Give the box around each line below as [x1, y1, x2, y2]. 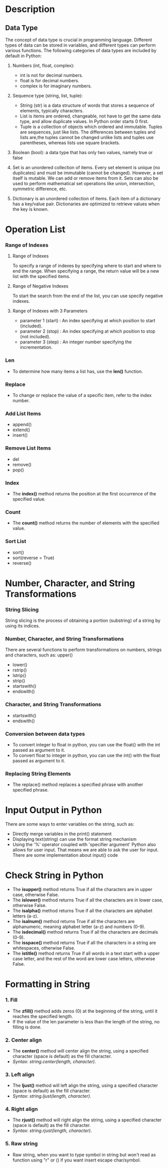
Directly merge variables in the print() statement [12, 831, 112, 837]
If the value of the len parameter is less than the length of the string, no [12, 1018, 160, 1024]
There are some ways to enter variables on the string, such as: [5, 821, 134, 827]
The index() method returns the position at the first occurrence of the [12, 490, 156, 496]
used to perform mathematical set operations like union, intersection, [12, 181, 155, 186]
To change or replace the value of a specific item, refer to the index [12, 393, 152, 399]
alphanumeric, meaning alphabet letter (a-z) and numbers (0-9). [12, 924, 145, 930]
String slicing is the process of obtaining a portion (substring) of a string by [5, 617, 160, 623]
